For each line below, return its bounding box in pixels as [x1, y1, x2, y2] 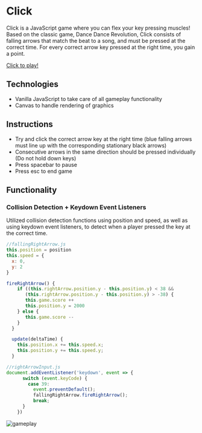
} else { [17, 308, 39, 314]
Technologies [6, 79, 59, 90]
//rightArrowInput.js [6, 364, 61, 370]
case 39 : [28, 381, 50, 387]
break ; [33, 398, 50, 404]
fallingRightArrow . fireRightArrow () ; [33, 392, 128, 399]
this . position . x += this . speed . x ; [17, 342, 104, 348]
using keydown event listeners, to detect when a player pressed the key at [6, 223, 191, 230]
